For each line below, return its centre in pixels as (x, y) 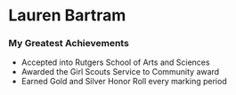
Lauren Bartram (67, 16)
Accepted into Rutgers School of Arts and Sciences (115, 62)
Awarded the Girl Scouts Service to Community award (120, 72)
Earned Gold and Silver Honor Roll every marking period (124, 82)
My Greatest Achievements (69, 44)
